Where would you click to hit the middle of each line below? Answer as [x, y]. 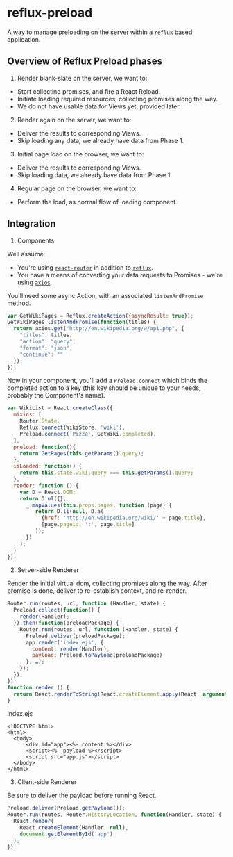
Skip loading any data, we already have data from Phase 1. [101, 140]
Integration [32, 224]
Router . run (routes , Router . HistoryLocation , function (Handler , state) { [114, 815]
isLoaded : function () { [48, 466]
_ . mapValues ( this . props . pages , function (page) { [98, 505]
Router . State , [40, 421]
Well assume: [26, 254]
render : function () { [46, 485]
